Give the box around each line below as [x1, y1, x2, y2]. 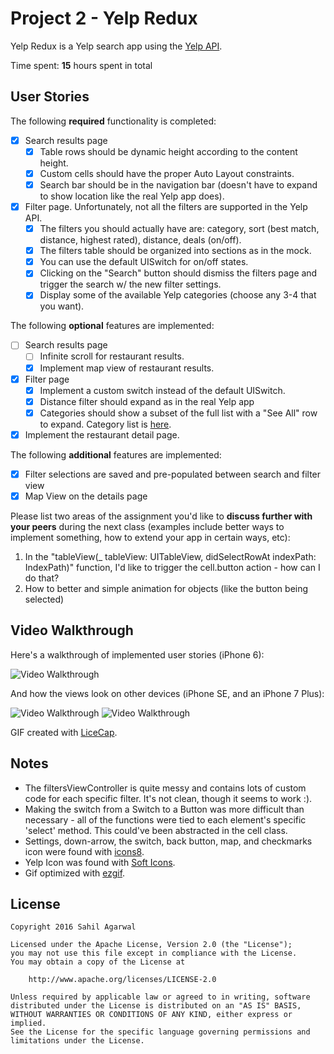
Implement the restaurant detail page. [24, 428, 180, 441]
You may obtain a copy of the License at [10, 957, 186, 967]
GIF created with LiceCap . [10, 726, 118, 738]
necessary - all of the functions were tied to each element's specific [24, 813, 307, 826]
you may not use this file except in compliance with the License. [10, 948, 298, 959]
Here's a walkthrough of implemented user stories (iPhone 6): [10, 648, 265, 661]
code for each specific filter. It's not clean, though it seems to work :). [24, 792, 313, 804]
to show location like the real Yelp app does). [39, 190, 225, 202]
